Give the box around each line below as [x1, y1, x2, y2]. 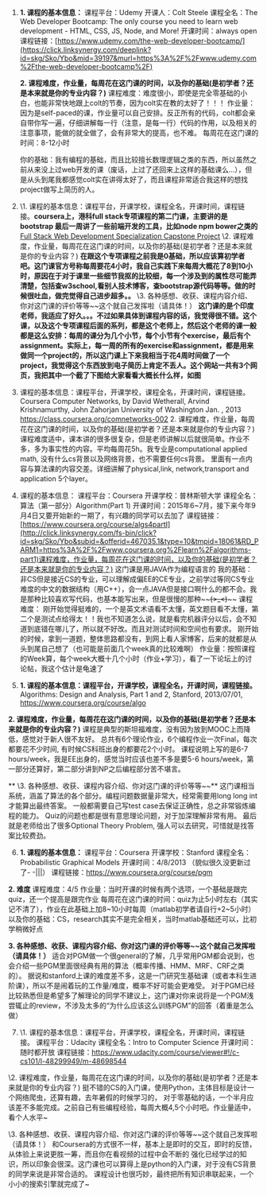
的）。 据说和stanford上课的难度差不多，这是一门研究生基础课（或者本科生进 [8, 971, 257, 980]
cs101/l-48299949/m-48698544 [19, 1057, 127, 1066]
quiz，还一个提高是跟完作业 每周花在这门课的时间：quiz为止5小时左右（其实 [8, 895, 258, 903]
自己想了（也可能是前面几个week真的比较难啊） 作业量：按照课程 [41, 644, 256, 653]
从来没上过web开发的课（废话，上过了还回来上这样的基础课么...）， [26, 165, 246, 174]
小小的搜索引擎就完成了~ [8, 1179, 90, 1188]
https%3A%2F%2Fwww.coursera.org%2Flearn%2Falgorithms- [43, 545, 252, 554]
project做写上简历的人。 [19, 184, 99, 194]
